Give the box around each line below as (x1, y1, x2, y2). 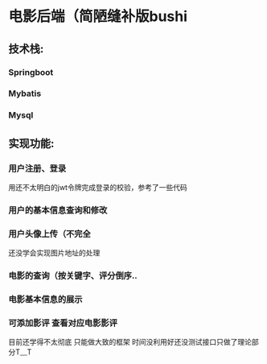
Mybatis (8, 88, 42, 99)
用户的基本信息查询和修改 (8, 205, 108, 216)
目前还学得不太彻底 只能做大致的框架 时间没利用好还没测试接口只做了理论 (8, 337, 252, 347)
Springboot (8, 66, 54, 77)
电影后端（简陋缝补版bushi (8, 7, 187, 26)
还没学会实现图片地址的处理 (8, 248, 101, 258)
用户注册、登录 (8, 163, 67, 174)
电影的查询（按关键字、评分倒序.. (8, 271, 138, 282)
